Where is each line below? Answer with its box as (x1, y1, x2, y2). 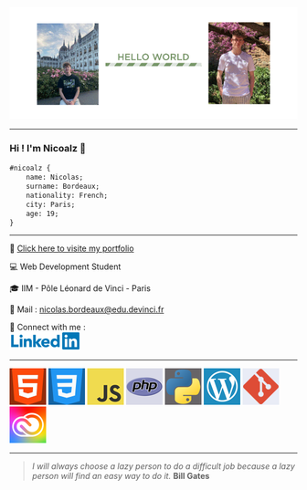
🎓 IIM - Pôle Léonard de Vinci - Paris (9, 283, 151, 294)
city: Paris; (26, 200, 76, 210)
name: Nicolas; (26, 172, 84, 182)
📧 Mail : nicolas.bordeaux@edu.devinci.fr (9, 304, 164, 315)
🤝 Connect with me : (9, 322, 87, 333)
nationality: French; (26, 191, 108, 201)
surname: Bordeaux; (26, 182, 101, 192)
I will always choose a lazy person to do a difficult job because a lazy (31, 461, 295, 472)
